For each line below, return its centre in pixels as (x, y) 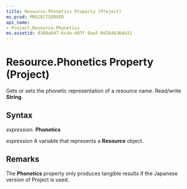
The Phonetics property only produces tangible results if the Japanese (92, 173)
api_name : (18, 22)
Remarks (23, 159)
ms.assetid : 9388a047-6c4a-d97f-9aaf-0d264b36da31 (69, 33)
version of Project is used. (38, 180)
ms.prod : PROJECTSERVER (35, 17)
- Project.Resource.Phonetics (43, 28)
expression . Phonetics (33, 129)
